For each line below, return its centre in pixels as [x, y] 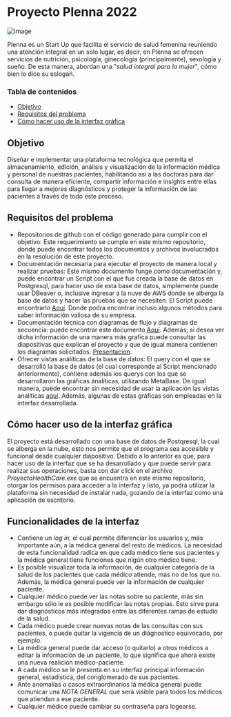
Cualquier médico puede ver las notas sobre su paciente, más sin [110, 596]
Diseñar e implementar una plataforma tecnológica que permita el [100, 160]
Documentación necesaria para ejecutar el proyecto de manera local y [117, 263]
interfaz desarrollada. [48, 403]
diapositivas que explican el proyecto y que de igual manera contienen [118, 344]
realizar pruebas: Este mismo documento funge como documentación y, [120, 271]
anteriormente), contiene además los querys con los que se [102, 374]
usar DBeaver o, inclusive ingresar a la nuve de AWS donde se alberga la [120, 293]
